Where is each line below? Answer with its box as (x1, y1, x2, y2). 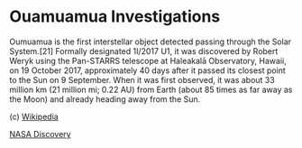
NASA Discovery (9, 128, 71, 139)
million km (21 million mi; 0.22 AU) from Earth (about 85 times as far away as (9, 84, 293, 95)
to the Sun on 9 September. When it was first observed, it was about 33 (9, 74, 275, 85)
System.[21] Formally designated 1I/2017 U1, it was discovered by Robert (9, 45, 279, 56)
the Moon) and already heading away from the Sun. (9, 93, 201, 105)
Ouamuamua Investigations (9, 6, 221, 27)
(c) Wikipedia (9, 111, 59, 122)
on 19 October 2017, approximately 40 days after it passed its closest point (9, 65, 286, 76)
